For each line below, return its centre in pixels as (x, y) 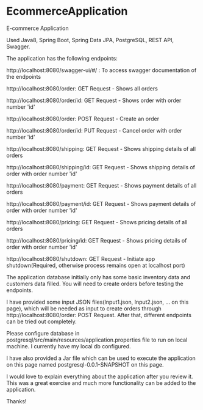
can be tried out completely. (42, 321)
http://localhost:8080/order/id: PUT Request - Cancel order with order (94, 130)
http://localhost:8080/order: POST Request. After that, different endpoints (99, 315)
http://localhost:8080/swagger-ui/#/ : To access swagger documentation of (101, 70)
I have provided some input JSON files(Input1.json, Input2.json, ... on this (98, 302)
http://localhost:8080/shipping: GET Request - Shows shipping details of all (101, 148)
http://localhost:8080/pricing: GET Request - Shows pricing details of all (97, 222)
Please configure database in (43, 333)
